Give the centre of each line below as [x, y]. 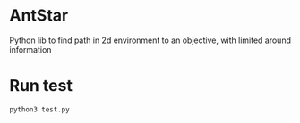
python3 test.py [39, 109]
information [30, 49]
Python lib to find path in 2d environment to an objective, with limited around [150, 40]
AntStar [39, 16]
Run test [41, 86]
